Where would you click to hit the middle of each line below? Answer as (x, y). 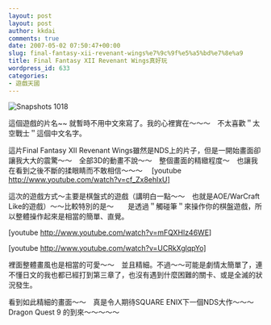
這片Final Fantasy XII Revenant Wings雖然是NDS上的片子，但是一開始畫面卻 (135, 150)
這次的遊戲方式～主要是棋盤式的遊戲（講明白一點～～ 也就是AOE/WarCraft (134, 196)
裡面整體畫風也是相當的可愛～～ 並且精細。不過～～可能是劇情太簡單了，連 (135, 265)
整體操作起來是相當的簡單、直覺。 (72, 216)
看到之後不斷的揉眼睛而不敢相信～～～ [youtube (98, 170)
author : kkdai (32, 31)
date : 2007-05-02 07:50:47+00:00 (65, 46)
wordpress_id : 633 (39, 69)
